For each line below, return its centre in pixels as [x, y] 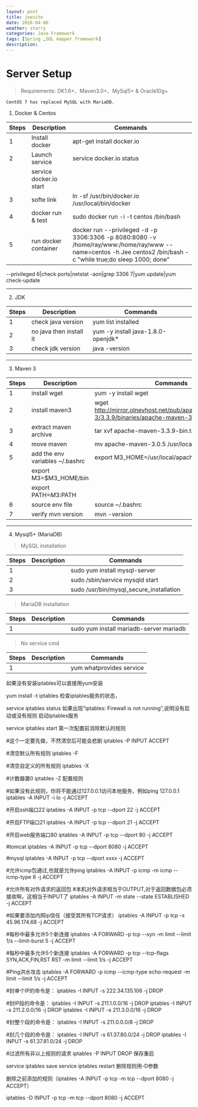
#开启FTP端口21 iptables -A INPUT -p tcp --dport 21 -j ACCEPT [83, 822]
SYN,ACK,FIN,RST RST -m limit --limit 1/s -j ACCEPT [70, 959]
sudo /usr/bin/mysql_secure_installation [126, 590]
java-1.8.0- [149, 331]
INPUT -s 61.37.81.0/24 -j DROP [44, 1041]
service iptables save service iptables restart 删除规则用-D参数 [82, 1066]
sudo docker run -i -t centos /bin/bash [127, 216]
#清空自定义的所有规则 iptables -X [48, 766]
